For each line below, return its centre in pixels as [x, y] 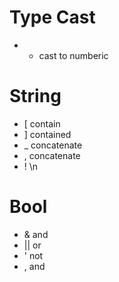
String [35, 96]
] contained [47, 134]
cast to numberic [73, 55]
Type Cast [52, 17]
